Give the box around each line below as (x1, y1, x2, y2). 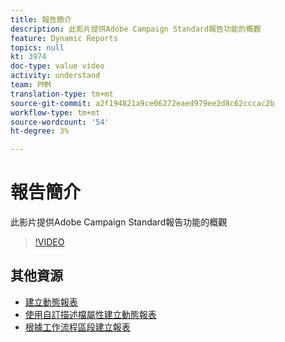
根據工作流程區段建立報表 (24, 321, 131, 333)
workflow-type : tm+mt (10, 107, 101, 118)
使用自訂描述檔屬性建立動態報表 (24, 308, 157, 320)
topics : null (10, 42, 65, 53)
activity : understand (10, 71, 101, 81)
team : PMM (10, 80, 52, 90)
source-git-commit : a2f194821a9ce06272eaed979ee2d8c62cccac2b (10, 98, 275, 108)
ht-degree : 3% (10, 126, 70, 136)
